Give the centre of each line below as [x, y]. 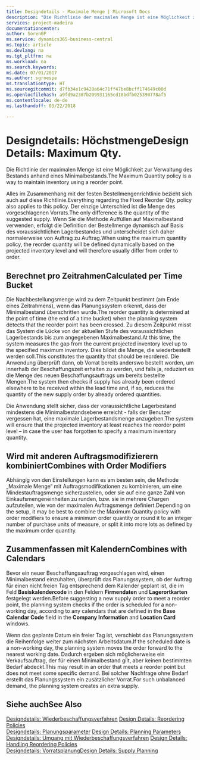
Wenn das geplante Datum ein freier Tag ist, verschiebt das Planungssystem [100, 635]
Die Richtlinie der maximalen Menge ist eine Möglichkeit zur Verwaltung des [99, 170]
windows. [18, 624]
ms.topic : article [29, 45]
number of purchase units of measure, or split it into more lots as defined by [99, 524]
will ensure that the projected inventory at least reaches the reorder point [96, 425]
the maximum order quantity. [42, 531]
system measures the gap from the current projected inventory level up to [97, 344]
